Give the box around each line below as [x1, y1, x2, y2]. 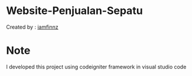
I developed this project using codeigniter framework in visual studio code [6, 63, 187, 70]
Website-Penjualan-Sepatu [6, 4, 143, 18]
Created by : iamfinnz [6, 23, 58, 30]
